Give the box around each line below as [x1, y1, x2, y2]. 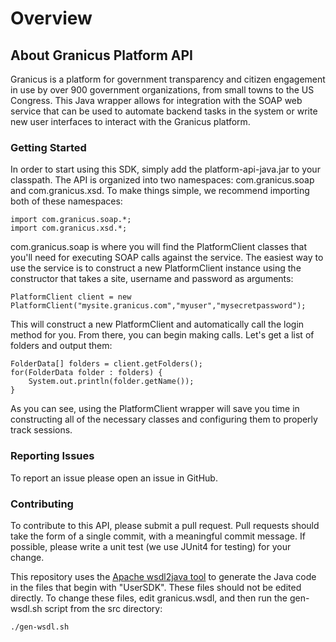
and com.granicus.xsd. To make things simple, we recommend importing [10, 185, 310, 197]
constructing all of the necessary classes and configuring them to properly [10, 413, 318, 426]
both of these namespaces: [10, 195, 123, 207]
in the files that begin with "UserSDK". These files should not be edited [10, 581, 302, 593]
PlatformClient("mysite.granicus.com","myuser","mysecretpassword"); [10, 301, 307, 311]
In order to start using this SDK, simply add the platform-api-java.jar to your [10, 163, 321, 176]
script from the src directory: [44, 602, 163, 614]
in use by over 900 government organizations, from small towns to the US [10, 84, 315, 96]
